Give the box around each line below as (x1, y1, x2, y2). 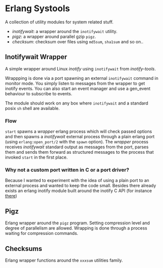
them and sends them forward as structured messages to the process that (5, 149, 154, 155)
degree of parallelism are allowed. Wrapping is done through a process (5, 225, 147, 231)
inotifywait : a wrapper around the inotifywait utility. (12, 28, 118, 34)
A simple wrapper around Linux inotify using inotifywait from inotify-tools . (5, 66, 156, 71)
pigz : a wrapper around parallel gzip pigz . (12, 34, 96, 39)
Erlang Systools (5, 3, 70, 14)
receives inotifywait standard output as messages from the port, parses (5, 144, 149, 150)
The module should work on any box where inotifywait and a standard (5, 100, 148, 106)
